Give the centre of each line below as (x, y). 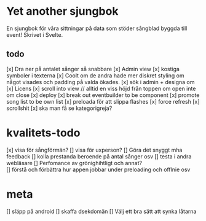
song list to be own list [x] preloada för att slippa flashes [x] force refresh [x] (103, 101)
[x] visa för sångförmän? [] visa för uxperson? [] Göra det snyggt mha (94, 150)
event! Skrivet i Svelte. (35, 34)
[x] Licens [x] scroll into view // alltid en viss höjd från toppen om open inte (101, 88)
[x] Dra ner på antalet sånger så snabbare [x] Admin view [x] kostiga (93, 69)
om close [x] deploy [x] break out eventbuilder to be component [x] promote (103, 95)
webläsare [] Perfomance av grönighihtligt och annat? (74, 163)
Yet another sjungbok (62, 11)
